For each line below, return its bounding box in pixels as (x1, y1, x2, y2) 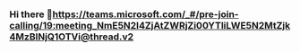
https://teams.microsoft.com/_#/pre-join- (52, 8, 239, 21)
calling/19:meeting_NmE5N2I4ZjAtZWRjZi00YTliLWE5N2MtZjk (9, 19, 291, 31)
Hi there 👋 (9, 8, 54, 21)
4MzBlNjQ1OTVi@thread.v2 (9, 30, 134, 43)
